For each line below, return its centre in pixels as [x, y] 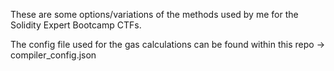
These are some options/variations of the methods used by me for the [154, 14]
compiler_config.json [53, 55]
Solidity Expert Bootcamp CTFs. [76, 25]
